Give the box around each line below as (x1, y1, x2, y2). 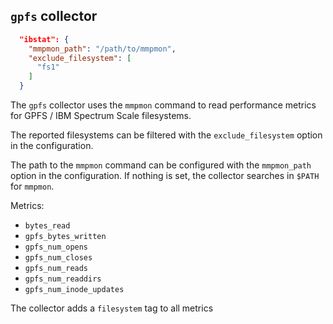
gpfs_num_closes (24, 253, 93, 263)
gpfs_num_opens (24, 242, 89, 253)
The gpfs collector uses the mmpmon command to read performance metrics (10, 99, 317, 111)
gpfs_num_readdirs (24, 274, 102, 284)
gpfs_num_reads (24, 264, 89, 274)
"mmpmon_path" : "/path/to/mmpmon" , (28, 44, 177, 54)
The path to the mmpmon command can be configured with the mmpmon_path (10, 159, 312, 171)
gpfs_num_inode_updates (24, 285, 125, 295)
